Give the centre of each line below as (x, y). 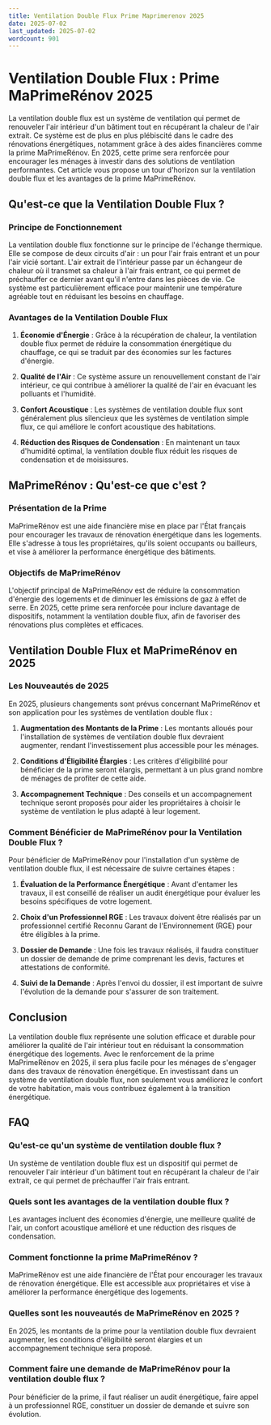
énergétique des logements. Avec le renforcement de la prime (111, 1054)
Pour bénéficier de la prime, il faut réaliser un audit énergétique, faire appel (133, 1397)
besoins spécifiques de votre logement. (86, 901)
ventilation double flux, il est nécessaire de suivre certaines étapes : (121, 869)
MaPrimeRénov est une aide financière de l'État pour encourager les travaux (135, 1275)
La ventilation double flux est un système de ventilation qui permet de (125, 118)
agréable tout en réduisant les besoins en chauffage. (96, 296)
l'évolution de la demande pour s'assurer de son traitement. (120, 992)
